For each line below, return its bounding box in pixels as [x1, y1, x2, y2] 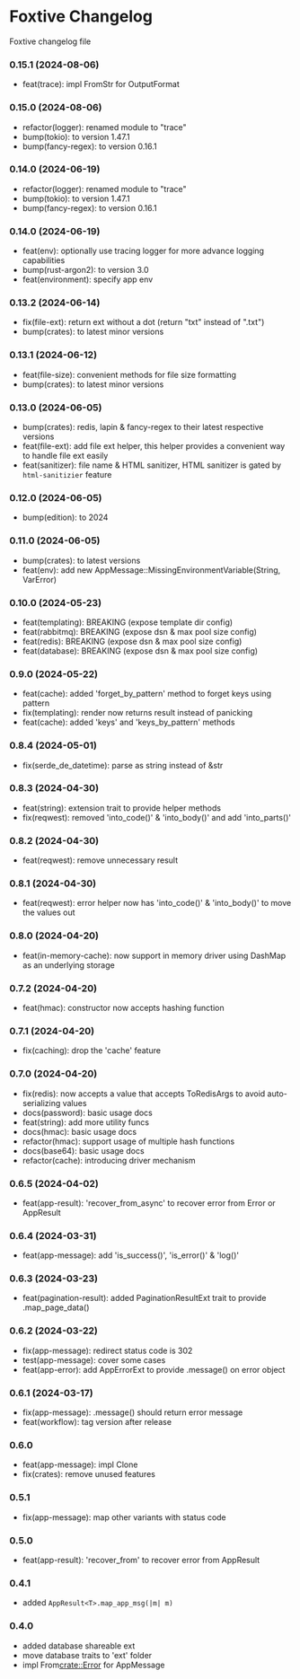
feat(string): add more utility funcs [22, 1116, 150, 1128]
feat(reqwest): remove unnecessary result [22, 855, 179, 866]
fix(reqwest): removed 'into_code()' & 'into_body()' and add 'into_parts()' [22, 812, 292, 822]
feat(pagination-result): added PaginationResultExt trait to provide [22, 1293, 267, 1304]
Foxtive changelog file [9, 36, 92, 47]
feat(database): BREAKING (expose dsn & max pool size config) [22, 645, 259, 656]
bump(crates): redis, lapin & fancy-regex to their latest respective [22, 422, 264, 433]
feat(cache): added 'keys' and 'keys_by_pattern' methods [22, 716, 235, 728]
